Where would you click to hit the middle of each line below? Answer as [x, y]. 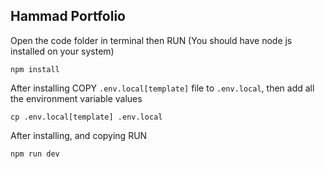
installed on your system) [62, 51]
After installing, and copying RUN [79, 135]
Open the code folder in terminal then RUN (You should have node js [151, 40]
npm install [35, 69]
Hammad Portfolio [68, 16]
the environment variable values [76, 98]
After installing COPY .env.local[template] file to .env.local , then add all [162, 88]
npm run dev [35, 154]
